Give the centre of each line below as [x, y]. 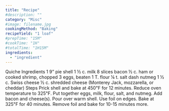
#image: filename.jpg [28, 24]
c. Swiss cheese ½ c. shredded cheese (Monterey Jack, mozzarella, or [79, 82]
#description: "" [24, 15]
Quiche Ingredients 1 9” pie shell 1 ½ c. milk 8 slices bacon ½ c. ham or [79, 72]
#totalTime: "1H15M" [27, 48]
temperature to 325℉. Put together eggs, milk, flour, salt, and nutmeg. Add [84, 93]
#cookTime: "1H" [22, 43]
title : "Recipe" [22, 10]
